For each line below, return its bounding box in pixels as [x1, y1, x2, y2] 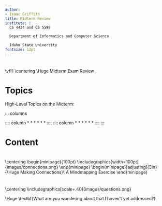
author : [5, 7, 21, 12]
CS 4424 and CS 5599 [9, 25, 51, 30]
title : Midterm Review [5, 16, 51, 21]
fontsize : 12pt [5, 47, 36, 52]
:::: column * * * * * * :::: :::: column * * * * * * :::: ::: [5, 120, 105, 126]
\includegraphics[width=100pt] [77, 159, 139, 165]
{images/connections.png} [5, 164, 59, 170]
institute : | [5, 20, 31, 26]
